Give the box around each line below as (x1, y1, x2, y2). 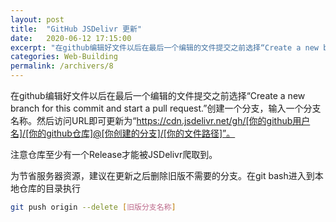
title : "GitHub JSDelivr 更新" (10, 24, 142, 34)
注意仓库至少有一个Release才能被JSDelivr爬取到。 (10, 149, 218, 160)
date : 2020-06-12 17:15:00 (10, 33, 132, 43)
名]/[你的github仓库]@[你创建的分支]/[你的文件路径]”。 (10, 127, 236, 139)
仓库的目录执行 (18, 182, 81, 194)
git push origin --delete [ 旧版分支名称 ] (10, 202, 177, 212)
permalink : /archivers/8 (10, 61, 114, 71)
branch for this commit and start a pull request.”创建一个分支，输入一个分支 (10, 102, 322, 114)
